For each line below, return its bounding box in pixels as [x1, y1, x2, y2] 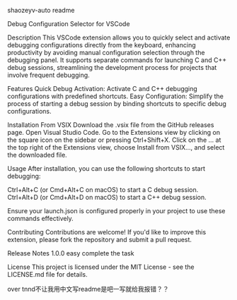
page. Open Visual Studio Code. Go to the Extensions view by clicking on [7, 128, 221, 136]
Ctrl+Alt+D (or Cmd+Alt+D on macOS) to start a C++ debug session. [7, 193, 207, 201]
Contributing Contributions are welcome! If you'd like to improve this [7, 228, 207, 236]
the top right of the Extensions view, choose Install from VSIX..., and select [7, 143, 225, 151]
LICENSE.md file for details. [7, 270, 88, 278]
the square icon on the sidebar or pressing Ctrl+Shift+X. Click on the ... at [7, 136, 221, 144]
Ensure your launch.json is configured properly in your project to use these [7, 207, 226, 215]
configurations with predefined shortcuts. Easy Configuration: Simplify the [7, 92, 224, 100]
